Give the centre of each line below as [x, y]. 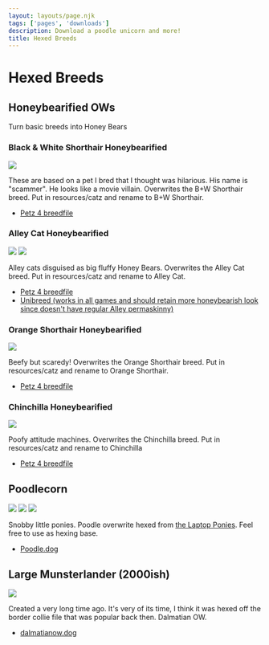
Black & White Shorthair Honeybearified [88, 148]
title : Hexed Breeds [43, 38]
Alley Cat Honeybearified [59, 234]
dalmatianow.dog [49, 633]
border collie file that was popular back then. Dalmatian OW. [108, 617]
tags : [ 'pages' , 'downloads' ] [59, 23]
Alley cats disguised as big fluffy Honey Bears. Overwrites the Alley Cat [126, 267]
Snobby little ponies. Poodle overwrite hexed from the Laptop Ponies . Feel [131, 525]
